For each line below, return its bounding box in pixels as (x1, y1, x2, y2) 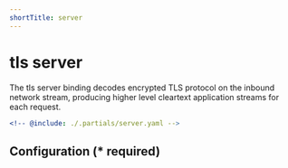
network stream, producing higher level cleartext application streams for (9, 91, 279, 102)
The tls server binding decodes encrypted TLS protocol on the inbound (9, 82, 275, 93)
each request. (9, 101, 62, 112)
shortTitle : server (9, 13, 83, 23)
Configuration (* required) (9, 144, 161, 159)
